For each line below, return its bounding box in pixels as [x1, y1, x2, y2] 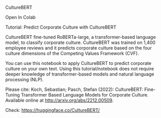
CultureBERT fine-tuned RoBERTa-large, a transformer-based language [5, 34, 156, 40]
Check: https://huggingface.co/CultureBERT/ [5, 107, 100, 113]
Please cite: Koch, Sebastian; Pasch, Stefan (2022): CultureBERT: [5, 86, 144, 92]
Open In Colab [5, 14, 36, 20]
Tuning [5, 92, 20, 98]
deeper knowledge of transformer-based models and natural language [5, 71, 155, 77]
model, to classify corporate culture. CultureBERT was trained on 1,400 [5, 39, 155, 45]
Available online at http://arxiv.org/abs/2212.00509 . [5, 97, 114, 103]
